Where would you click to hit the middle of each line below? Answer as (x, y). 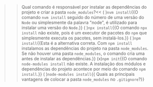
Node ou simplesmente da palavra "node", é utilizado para (79, 22)
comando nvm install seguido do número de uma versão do (83, 17)
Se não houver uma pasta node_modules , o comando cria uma (83, 53)
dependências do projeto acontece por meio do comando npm (83, 69)
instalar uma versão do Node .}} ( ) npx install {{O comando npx (84, 28)
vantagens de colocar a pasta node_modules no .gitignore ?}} (83, 79)
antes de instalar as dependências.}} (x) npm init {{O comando (84, 59)
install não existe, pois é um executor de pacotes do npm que (84, 33)
